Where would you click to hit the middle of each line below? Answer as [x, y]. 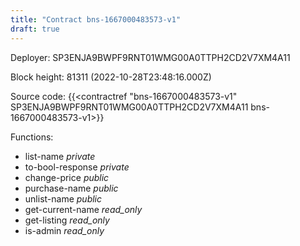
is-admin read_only [64, 230]
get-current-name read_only [83, 209]
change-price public [67, 177]
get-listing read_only [67, 220]
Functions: [32, 137]
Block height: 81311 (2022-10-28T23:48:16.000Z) [111, 77]
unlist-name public [63, 198]
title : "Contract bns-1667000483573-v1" [96, 19]
